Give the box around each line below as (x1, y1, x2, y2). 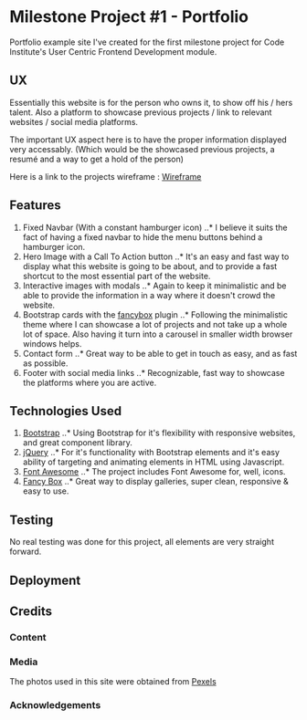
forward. (9, 546, 42, 558)
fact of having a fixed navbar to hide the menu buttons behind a (22, 231, 263, 243)
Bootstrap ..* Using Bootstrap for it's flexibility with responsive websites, (22, 427, 296, 439)
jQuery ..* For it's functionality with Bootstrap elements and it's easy (22, 447, 281, 458)
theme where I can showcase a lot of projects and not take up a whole (22, 318, 288, 329)
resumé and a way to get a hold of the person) (9, 153, 185, 164)
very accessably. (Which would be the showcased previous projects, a (9, 143, 276, 154)
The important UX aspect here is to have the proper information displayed (9, 134, 288, 145)
